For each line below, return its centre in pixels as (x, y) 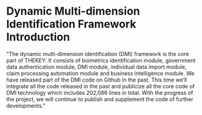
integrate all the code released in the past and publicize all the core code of (101, 86)
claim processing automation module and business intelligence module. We (100, 73)
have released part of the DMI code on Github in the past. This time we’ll (96, 80)
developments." (26, 105)
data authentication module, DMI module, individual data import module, (96, 67)
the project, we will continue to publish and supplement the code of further (100, 99)
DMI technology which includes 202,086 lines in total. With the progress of (100, 92)
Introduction (38, 37)
